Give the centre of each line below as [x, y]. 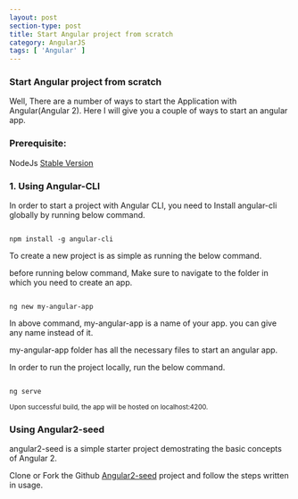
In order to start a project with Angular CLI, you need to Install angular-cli [143, 205]
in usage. [26, 485]
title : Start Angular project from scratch [91, 34]
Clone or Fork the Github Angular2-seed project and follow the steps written [149, 476]
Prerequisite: [38, 144]
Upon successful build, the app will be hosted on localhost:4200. [109, 407]
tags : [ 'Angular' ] [48, 51]
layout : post [33, 17]
